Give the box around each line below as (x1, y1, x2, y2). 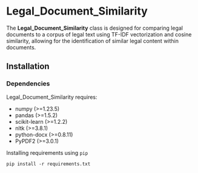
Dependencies (6, 80, 50, 88)
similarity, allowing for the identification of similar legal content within (6, 37, 179, 44)
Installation (6, 61, 50, 72)
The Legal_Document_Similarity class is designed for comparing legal (6, 24, 183, 32)
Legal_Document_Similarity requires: (6, 93, 98, 101)
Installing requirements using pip (6, 149, 88, 156)
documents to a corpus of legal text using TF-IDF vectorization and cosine (6, 30, 192, 38)
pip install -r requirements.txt (6, 161, 91, 167)
